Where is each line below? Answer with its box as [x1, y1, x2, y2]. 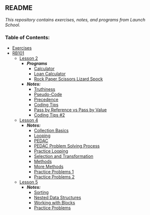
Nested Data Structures [34, 195, 81, 200]
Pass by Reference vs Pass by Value [34, 107, 107, 113]
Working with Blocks [34, 200, 75, 206]
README [5, 4, 33, 12]
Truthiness [34, 86, 56, 92]
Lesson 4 [19, 117, 38, 123]
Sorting [34, 189, 49, 196]
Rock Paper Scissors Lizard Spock [34, 76, 103, 82]
